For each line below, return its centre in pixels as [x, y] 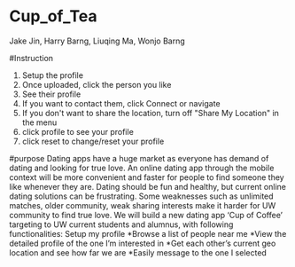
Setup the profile [53, 75]
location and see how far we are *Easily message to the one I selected [138, 252]
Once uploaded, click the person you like [97, 84]
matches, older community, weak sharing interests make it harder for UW [143, 205]
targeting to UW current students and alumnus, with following [121, 224]
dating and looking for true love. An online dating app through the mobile [142, 168]
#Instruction [31, 58]
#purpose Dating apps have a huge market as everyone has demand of [139, 158]
